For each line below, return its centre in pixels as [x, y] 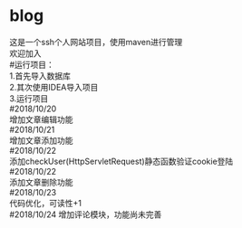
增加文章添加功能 [41, 140]
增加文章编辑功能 [41, 119]
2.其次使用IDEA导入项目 [54, 87]
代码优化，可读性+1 [45, 203]
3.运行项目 [29, 98]
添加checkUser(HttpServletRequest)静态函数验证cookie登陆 [121, 161]
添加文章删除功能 [41, 182]
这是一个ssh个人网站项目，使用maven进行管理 [96, 42]
